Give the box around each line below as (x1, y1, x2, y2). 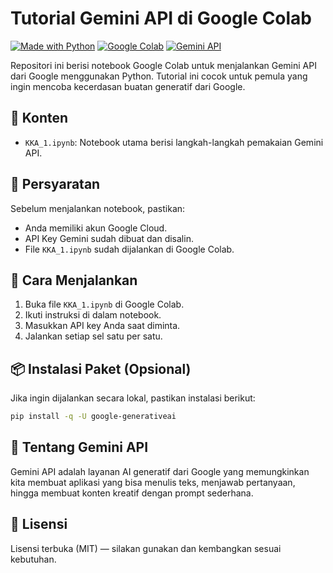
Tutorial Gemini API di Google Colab (10, 7, 313, 30)
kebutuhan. (10, 553, 57, 565)
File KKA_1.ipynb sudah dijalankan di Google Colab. (24, 243, 235, 255)
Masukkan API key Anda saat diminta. (24, 320, 181, 332)
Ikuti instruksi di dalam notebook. (24, 309, 162, 321)
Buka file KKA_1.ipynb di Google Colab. (24, 298, 185, 311)
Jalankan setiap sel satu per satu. (24, 330, 163, 342)
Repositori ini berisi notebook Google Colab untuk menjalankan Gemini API (10, 59, 317, 71)
